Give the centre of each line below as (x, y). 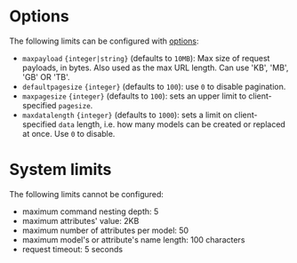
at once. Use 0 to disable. (68, 133)
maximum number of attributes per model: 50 (105, 230)
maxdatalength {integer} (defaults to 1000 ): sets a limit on (127, 115)
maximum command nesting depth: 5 (90, 211)
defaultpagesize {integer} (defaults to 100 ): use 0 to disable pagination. (154, 86)
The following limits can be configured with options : (104, 41)
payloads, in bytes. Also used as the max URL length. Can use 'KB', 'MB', (155, 68)
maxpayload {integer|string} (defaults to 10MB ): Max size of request (146, 58)
